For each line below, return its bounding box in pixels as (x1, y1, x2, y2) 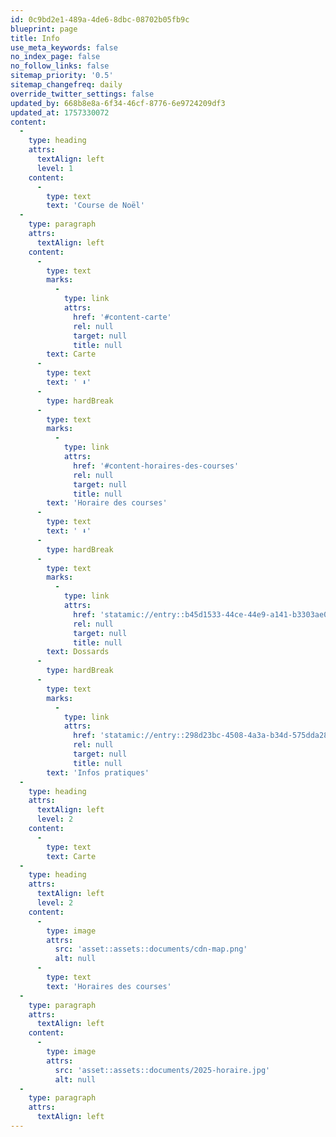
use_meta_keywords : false (10, 42, 118, 53)
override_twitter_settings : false (10, 89, 155, 99)
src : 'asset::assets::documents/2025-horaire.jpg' (54, 1065, 271, 1075)
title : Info (10, 33, 60, 43)
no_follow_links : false (10, 61, 110, 71)
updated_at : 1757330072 (10, 107, 110, 118)
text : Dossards (46, 647, 110, 657)
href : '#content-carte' (73, 312, 172, 322)
